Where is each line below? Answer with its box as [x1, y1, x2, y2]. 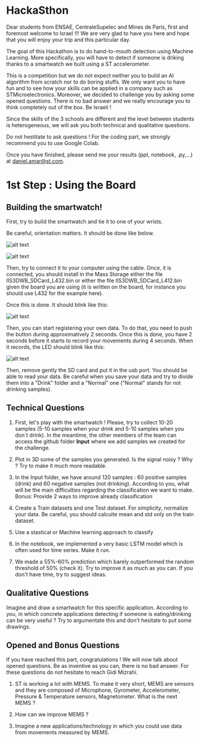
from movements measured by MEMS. [14, 729, 109, 736]
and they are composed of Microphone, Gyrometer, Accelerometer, [14, 686, 180, 694]
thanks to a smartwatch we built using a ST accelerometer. [6, 60, 151, 68]
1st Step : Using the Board [6, 179, 136, 192]
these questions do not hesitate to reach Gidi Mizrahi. [6, 669, 138, 676]
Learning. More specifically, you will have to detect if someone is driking [6, 54, 184, 61]
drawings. [6, 623, 31, 630]
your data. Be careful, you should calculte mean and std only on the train [14, 510, 194, 517]
